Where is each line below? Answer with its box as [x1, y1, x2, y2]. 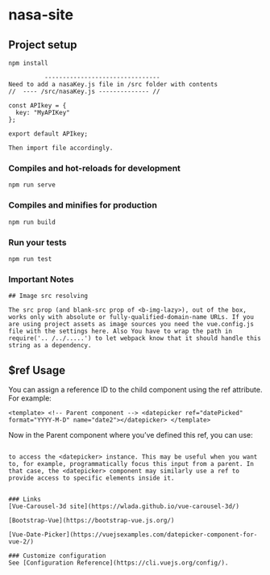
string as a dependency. [8, 342, 92, 350]
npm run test [8, 254, 52, 263]
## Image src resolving [8, 292, 89, 300]
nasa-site [8, 6, 74, 24]
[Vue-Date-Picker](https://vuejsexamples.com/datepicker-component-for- [8, 531, 258, 539]
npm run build [8, 218, 56, 226]
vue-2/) [8, 538, 35, 546]
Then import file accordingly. [8, 144, 114, 152]
